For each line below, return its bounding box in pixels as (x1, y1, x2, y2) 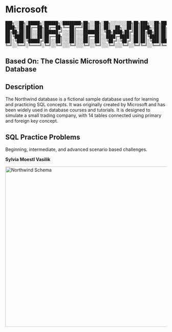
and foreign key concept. (5, 118, 58, 124)
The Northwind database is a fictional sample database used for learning (5, 96, 159, 102)
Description (5, 82, 44, 91)
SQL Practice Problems (5, 132, 80, 142)
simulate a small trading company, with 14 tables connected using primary (5, 112, 162, 119)
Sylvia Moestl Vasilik (5, 156, 51, 162)
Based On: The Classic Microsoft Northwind (5, 57, 148, 66)
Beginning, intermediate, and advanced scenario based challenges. (5, 146, 147, 152)
